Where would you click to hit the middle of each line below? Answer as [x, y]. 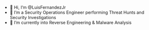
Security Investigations [33, 17]
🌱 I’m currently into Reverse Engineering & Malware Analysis [71, 22]
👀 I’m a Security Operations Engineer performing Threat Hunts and [77, 12]
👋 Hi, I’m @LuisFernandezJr [38, 7]
